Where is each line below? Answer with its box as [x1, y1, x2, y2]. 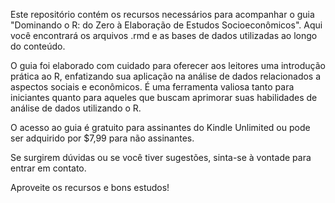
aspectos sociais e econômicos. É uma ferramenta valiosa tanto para [10, 81, 295, 93]
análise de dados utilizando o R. [10, 102, 142, 114]
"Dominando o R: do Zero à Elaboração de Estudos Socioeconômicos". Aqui [10, 19, 323, 31]
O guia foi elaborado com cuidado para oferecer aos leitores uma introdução [10, 60, 326, 71]
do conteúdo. [10, 40, 66, 52]
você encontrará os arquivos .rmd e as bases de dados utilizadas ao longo [10, 30, 318, 41]
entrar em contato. [10, 162, 87, 174]
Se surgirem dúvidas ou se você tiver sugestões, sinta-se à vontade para [10, 152, 312, 163]
